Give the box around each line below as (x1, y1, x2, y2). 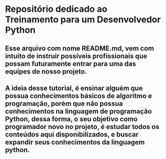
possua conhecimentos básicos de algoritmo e (5, 91, 152, 100)
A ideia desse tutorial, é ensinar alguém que (5, 84, 143, 92)
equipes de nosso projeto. (5, 67, 87, 76)
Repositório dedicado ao (5, 3, 108, 15)
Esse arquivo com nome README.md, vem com (5, 44, 154, 52)
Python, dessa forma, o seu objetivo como (5, 115, 138, 123)
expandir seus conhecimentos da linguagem (5, 138, 145, 146)
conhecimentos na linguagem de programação (5, 107, 152, 116)
